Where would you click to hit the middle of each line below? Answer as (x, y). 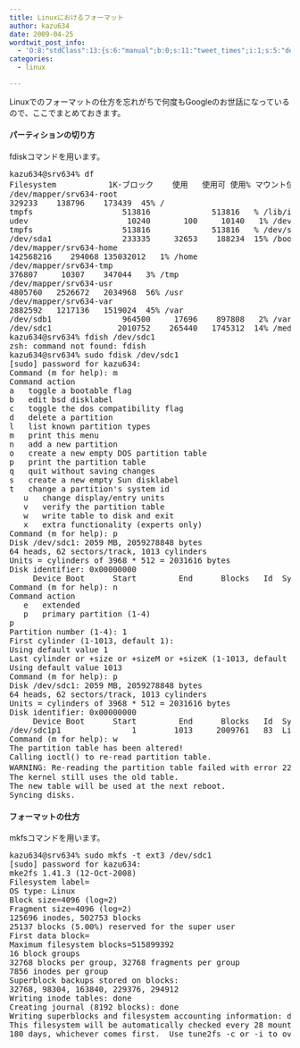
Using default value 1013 (66, 668)
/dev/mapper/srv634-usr (61, 284)
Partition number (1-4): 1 (68, 632)
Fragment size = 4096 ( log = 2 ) (71, 909)
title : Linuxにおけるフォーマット (67, 17)
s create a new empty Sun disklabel (94, 480)
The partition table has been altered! (96, 748)
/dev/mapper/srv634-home (63, 248)
